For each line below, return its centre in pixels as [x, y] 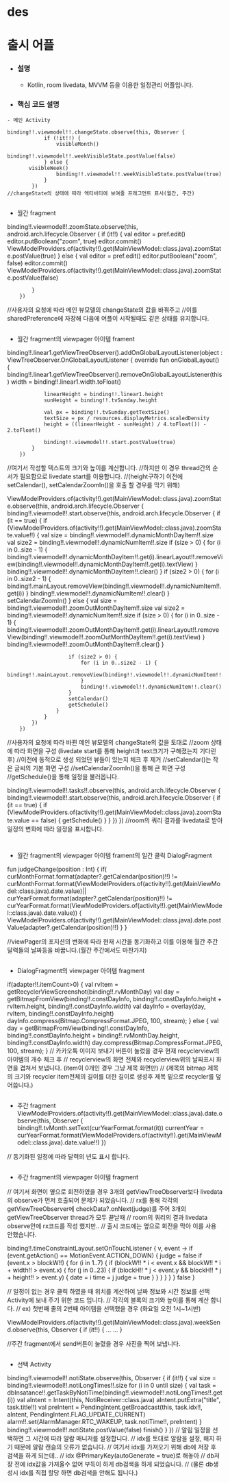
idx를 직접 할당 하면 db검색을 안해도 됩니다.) [79, 1472]
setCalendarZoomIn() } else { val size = [62, 600]
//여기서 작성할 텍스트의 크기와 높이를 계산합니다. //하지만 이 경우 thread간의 [109, 467]
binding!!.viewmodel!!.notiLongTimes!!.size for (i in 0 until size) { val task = [112, 1385]
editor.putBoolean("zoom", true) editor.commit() [74, 241]
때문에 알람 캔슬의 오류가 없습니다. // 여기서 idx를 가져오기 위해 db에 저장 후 [115, 1447]
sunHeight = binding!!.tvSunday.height [100, 400]
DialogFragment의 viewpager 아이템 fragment [81, 970]
